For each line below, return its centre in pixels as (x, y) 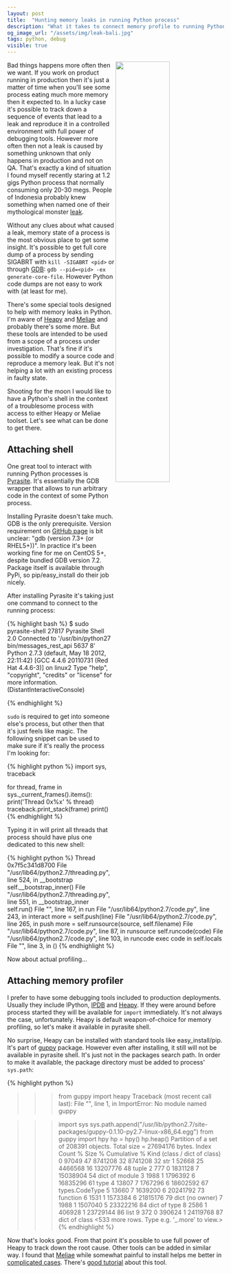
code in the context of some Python (58, 495)
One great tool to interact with (49, 466)
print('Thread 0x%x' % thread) (51, 802)
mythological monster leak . (45, 212)
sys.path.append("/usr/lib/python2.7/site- (149, 1124)
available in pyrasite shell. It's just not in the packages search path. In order (114, 1055)
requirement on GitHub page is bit (55, 531)
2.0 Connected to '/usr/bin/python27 (59, 638)
